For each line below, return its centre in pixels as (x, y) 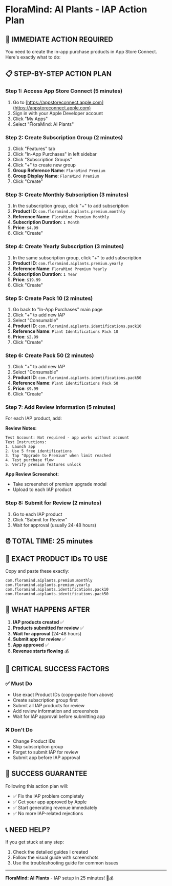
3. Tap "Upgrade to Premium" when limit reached (58, 456)
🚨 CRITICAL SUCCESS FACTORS (57, 669)
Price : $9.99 (25, 388)
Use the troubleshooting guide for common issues (66, 863)
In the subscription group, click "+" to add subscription (71, 206)
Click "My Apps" (30, 119)
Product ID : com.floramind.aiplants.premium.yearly (68, 263)
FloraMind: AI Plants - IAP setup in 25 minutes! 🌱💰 (59, 878)
